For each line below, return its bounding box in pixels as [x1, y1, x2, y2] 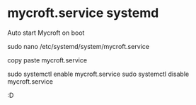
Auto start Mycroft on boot [7, 28, 85, 37]
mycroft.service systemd [7, 5, 159, 21]
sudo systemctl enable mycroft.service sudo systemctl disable [7, 70, 190, 78]
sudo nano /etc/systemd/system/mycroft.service [7, 42, 150, 50]
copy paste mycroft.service [7, 55, 87, 65]
